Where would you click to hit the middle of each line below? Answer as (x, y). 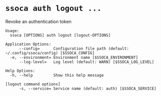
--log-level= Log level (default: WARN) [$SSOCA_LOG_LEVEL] (86, 62)
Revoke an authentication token (38, 21)
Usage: (12, 31)
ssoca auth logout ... (53, 8)
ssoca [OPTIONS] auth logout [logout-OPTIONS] (60, 35)
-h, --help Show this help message (57, 75)
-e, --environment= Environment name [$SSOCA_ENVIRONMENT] (74, 57)
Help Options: (20, 71)
